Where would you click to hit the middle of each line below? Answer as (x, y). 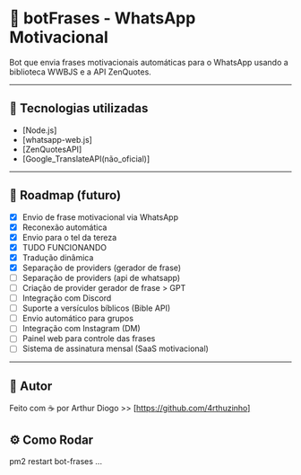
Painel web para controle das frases (89, 339)
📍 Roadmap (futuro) (65, 195)
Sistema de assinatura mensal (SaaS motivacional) (115, 348)
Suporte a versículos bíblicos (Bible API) (96, 308)
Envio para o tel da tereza (69, 237)
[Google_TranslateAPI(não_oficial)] (86, 158)
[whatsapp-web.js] (57, 139)
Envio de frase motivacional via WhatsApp (100, 217)
